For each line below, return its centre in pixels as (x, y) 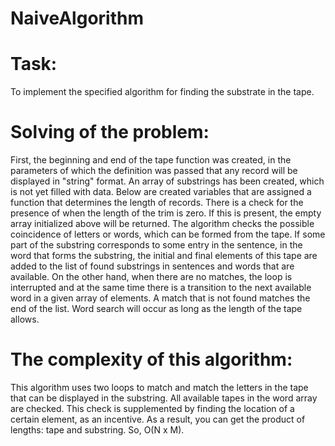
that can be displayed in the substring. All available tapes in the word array (164, 398)
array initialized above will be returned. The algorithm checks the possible (162, 224)
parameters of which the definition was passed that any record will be (154, 171)
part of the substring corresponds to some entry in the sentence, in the (156, 245)
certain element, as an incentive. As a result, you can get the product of (158, 419)
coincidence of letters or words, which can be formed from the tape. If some (168, 234)
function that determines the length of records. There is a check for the (157, 203)
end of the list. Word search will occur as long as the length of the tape (156, 309)
